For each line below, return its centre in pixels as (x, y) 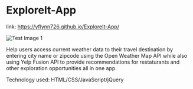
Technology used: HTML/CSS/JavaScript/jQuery (65, 80)
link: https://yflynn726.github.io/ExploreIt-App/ (63, 27)
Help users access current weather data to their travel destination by (89, 49)
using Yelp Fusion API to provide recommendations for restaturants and (93, 62)
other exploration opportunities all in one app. (61, 68)
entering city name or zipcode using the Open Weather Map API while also (97, 55)
